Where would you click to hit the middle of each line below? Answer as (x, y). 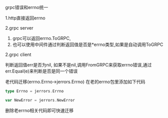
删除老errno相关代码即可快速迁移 (39, 110)
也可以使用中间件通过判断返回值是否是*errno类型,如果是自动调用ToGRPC (88, 44)
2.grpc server (19, 28)
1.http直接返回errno (25, 18)
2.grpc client (18, 54)
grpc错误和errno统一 (27, 7)
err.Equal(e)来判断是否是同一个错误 (41, 71)
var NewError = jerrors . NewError (40, 100)
